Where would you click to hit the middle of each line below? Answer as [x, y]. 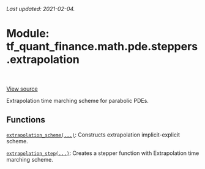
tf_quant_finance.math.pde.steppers [102, 47]
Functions [26, 120]
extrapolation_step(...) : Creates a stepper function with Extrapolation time [103, 153]
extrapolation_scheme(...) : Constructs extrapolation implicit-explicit [93, 135]
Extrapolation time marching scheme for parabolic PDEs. [77, 100]
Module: [28, 34]
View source [22, 89]
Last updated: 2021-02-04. [41, 9]
